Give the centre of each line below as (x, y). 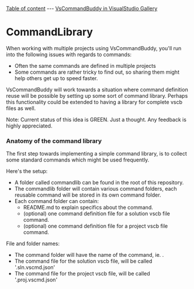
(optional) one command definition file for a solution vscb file (97, 214)
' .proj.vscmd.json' (36, 280)
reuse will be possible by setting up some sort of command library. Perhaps (97, 95)
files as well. (21, 108)
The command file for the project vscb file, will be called (82, 274)
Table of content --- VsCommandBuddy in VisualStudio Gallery (82, 8)
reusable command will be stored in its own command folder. (88, 195)
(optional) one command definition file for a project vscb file (96, 226)
